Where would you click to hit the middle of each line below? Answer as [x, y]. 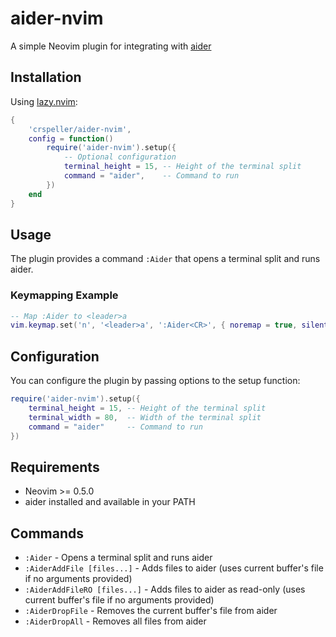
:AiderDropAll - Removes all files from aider [115, 621]
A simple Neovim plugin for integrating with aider [111, 46]
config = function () [71, 138]
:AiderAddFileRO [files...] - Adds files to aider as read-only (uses [165, 589]
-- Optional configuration [120, 157]
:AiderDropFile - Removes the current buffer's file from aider [151, 611]
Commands [47, 533]
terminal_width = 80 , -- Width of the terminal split [145, 417]
